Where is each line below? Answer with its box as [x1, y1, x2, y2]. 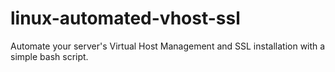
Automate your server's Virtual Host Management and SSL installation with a [10, 40, 326, 52]
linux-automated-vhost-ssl [10, 7, 241, 30]
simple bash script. [10, 50, 89, 62]
